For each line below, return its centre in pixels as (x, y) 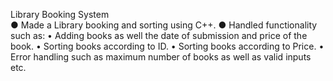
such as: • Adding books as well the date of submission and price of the (159, 35)
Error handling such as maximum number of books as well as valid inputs (161, 57)
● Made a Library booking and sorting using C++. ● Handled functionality (164, 25)
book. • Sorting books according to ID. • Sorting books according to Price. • (167, 46)
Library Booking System (60, 14)
